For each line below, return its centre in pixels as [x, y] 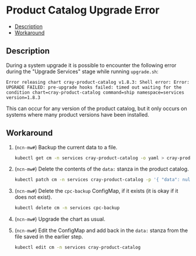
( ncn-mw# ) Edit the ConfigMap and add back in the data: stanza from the [101, 231]
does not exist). [33, 197]
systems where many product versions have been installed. [78, 114]
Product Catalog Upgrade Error [83, 10]
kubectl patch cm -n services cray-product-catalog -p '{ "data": [97, 180]
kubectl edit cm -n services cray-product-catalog [78, 248]
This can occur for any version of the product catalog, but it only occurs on [97, 108]
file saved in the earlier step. [49, 237]
